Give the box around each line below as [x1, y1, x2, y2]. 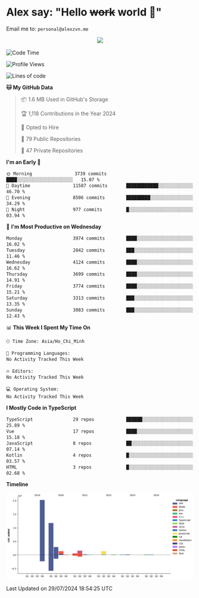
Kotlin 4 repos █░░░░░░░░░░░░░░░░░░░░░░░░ [6, 452, 194, 458]
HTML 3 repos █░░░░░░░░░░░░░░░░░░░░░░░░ [6, 464, 194, 470]
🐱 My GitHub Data [6, 84, 54, 91]
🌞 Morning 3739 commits [6, 170, 107, 177]
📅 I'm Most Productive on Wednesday [6, 223, 101, 230]
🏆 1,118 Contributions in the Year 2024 [20, 110, 116, 117]
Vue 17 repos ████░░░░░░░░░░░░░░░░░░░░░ [6, 428, 194, 434]
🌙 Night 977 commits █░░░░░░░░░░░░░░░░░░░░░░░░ [6, 206, 194, 213]
